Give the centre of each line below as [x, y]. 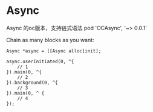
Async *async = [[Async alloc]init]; [54, 51]
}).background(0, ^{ [32, 82]
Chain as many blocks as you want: [50, 40]
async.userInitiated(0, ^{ [40, 61]
